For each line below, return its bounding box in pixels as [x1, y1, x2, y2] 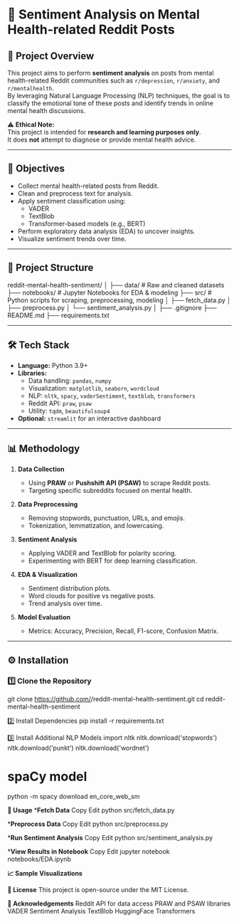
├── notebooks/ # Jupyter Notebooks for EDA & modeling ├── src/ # [7, 288, 212, 297]
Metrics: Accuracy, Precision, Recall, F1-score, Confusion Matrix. [28, 627, 219, 635]
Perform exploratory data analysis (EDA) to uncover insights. [17, 227, 196, 235]
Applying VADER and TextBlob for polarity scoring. [28, 549, 176, 558]
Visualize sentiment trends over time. [17, 234, 127, 243]
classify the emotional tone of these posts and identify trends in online [7, 99, 213, 107]
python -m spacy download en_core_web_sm [7, 792, 140, 800]
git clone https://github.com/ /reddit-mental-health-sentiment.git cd [7, 694, 204, 703]
